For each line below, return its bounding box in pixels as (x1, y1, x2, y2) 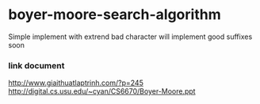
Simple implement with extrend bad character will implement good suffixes (8, 32, 253, 41)
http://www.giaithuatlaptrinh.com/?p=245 (8, 78, 144, 88)
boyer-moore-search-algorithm (8, 6, 221, 24)
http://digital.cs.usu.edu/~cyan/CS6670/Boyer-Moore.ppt (8, 87, 196, 96)
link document (8, 60, 65, 71)
